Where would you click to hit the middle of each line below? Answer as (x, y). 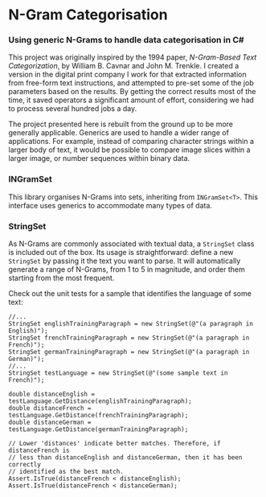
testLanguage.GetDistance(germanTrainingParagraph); (98, 429)
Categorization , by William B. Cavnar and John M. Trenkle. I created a (124, 66)
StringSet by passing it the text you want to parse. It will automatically (125, 261)
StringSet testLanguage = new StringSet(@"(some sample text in (118, 373)
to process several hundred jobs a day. (73, 109)
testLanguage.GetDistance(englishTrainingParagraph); (100, 401)
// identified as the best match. (66, 472)
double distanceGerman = (50, 423)
